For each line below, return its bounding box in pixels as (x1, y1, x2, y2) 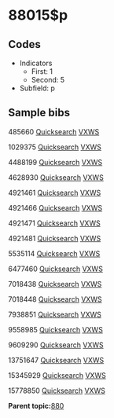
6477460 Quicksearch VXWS (8, 264, 104, 273)
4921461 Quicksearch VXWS (8, 188, 101, 197)
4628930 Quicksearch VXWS (8, 172, 104, 182)
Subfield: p (19, 83, 55, 93)
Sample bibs (8, 106, 71, 119)
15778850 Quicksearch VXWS (8, 386, 106, 395)
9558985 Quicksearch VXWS (8, 324, 104, 334)
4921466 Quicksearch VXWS (8, 203, 103, 212)
